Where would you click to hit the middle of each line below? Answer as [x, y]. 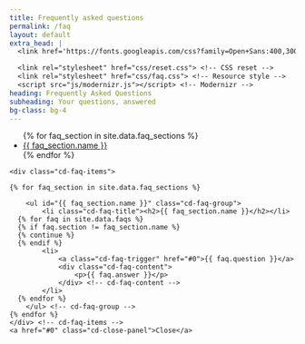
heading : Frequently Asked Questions [81, 93]
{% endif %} [40, 243]
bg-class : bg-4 [38, 110]
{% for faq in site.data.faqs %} [81, 220]
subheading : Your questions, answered [83, 102]
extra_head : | [36, 43]
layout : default [40, 34]
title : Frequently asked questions [77, 18]
